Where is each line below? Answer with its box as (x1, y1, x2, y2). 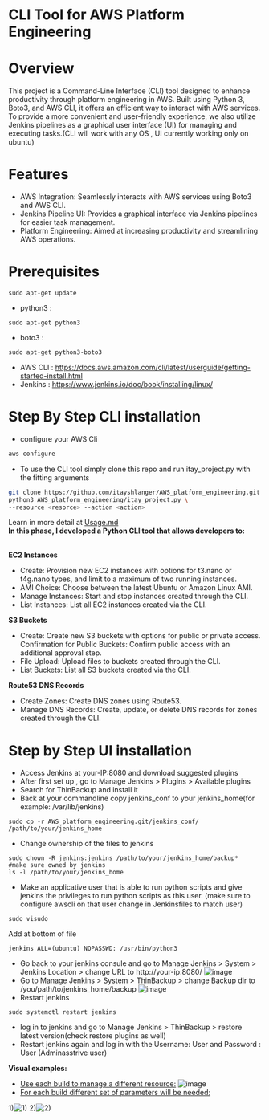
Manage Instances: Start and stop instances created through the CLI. (19, 592, 249, 601)
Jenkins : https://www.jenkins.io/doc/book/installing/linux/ (19, 380, 213, 389)
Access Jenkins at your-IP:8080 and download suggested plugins (19, 768, 238, 778)
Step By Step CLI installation (8, 408, 201, 426)
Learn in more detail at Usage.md (8, 518, 119, 527)
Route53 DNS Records (8, 681, 84, 690)
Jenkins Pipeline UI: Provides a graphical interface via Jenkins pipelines (19, 209, 258, 218)
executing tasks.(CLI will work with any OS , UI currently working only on (8, 128, 249, 138)
